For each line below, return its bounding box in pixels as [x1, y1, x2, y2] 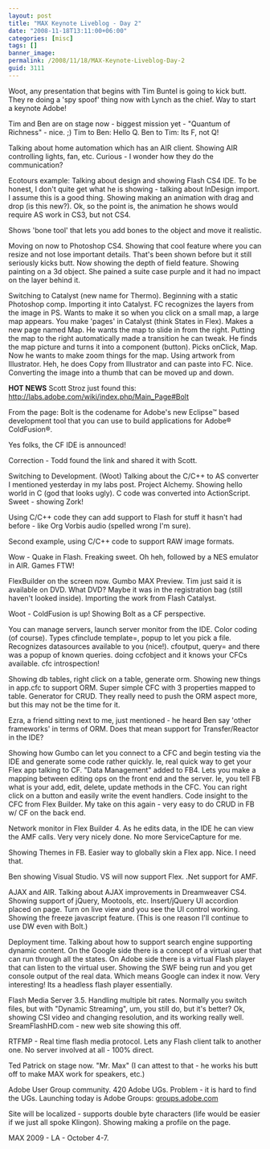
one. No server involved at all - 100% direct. [8, 1044, 154, 1054]
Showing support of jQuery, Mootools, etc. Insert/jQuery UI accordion [8, 896, 239, 905]
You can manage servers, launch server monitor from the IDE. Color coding [8, 624, 257, 634]
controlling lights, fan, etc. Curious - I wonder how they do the [8, 151, 215, 161]
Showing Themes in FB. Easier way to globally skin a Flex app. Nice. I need [8, 847, 256, 857]
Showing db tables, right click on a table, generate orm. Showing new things [8, 674, 261, 683]
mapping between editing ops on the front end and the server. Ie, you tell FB [8, 774, 261, 783]
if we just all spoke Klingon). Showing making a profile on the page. [8, 1117, 231, 1126]
